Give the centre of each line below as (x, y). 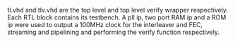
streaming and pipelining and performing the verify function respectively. (114, 32)
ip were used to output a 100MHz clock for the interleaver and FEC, (105, 25)
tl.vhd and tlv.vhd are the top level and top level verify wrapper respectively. (117, 10)
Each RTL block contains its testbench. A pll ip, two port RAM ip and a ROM (117, 17)
